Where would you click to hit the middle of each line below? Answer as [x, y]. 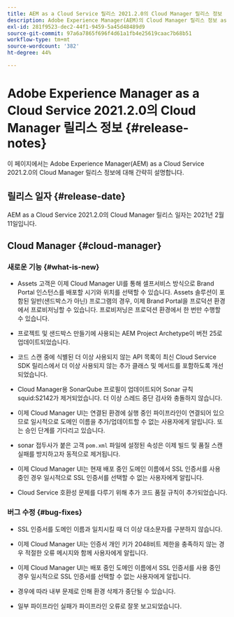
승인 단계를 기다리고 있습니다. [65, 430]
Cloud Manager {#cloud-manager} [85, 246]
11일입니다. [22, 223]
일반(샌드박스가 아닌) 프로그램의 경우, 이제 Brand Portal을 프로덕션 [122, 301]
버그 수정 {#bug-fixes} [45, 513]
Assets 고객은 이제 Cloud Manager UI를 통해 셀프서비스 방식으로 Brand [116, 283]
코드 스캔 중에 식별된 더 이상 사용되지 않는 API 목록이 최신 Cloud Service [117, 357]
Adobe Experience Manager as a [103, 93]
